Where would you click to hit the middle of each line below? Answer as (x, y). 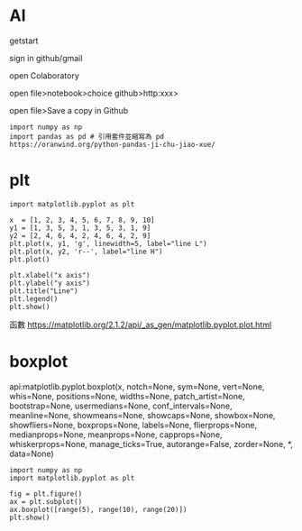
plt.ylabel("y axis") (50, 283)
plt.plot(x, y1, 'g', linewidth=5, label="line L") (108, 243)
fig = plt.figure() (46, 494)
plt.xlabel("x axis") (50, 275)
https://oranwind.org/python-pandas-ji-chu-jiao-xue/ (113, 144)
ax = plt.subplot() (46, 501)
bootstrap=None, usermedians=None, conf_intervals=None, (121, 406)
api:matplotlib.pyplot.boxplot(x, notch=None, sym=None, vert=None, (137, 386)
